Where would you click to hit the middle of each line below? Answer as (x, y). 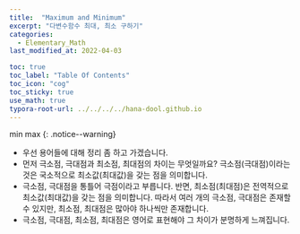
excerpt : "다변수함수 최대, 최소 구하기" (76, 26)
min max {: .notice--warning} (63, 134)
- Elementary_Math (52, 43)
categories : (31, 34)
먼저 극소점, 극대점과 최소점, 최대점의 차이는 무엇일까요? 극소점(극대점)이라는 (156, 164)
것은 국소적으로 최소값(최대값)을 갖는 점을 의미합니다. (115, 175)
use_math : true (38, 100)
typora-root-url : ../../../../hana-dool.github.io (106, 108)
